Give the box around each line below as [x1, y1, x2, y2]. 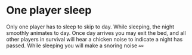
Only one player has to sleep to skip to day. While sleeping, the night [6, 23, 175, 30]
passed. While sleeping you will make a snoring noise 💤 [6, 42, 144, 49]
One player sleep [6, 4, 92, 17]
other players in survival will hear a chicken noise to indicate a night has [6, 35, 183, 43]
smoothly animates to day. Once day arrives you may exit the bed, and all [6, 29, 186, 36]
